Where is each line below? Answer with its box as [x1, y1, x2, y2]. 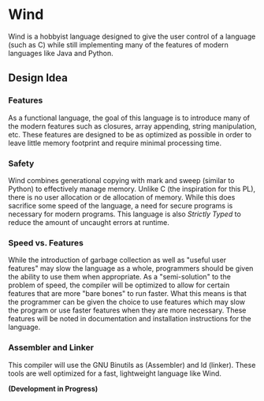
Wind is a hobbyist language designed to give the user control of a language [8, 32, 256, 41]
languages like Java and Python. [8, 48, 114, 58]
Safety [8, 158, 35, 169]
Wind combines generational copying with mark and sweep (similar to [8, 175, 235, 185]
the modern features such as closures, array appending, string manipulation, [8, 121, 257, 131]
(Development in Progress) [8, 384, 99, 393]
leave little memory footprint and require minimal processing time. [8, 138, 222, 148]
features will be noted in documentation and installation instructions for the [8, 314, 251, 324]
